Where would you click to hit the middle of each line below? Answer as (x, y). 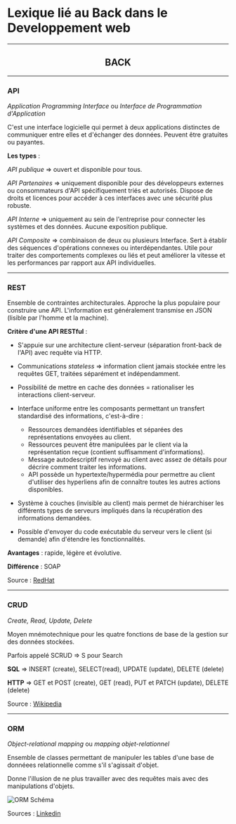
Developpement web (69, 28)
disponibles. (46, 489)
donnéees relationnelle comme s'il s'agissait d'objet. (83, 765)
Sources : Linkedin (34, 813)
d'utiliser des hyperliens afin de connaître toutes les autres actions (124, 482)
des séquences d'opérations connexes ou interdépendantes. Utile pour (110, 248)
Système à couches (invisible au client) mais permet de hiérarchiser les (120, 503)
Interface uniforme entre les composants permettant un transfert (111, 408)
